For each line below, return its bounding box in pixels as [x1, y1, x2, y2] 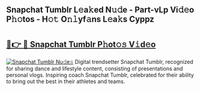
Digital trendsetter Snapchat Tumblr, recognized [74, 58, 193, 65]
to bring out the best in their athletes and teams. [6, 78, 126, 85]
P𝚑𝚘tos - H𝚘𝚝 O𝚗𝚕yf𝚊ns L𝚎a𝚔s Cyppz [6, 14, 154, 25]
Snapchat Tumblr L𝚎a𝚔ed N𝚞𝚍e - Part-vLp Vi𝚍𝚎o [6, 5, 195, 15]
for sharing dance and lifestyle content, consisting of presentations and [6, 65, 183, 72]
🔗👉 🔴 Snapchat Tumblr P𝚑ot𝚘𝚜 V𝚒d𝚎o [6, 39, 156, 49]
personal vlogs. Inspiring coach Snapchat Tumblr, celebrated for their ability [6, 72, 194, 78]
